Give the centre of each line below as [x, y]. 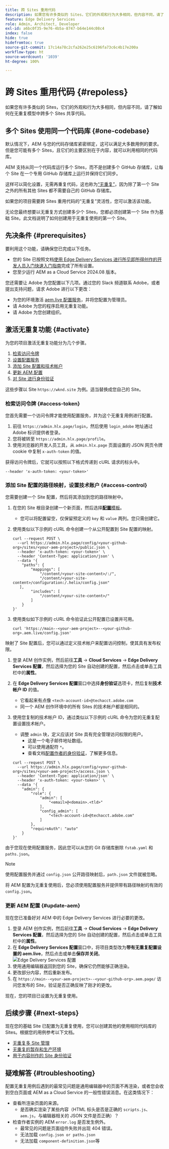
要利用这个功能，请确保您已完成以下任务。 [49, 248]
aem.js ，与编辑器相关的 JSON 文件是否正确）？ [69, 1116]
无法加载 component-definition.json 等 [60, 1141]
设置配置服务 [26, 360]
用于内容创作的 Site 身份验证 [42, 1056]
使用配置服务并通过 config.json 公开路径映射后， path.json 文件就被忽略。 [82, 875]
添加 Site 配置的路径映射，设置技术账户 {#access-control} [76, 485]
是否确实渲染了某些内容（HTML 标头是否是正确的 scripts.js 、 [85, 1109]
